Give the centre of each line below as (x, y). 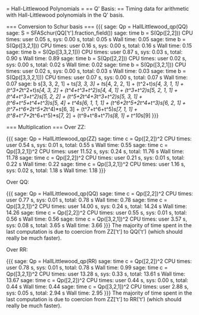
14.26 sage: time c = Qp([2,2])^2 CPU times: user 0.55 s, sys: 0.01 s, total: (97, 212)
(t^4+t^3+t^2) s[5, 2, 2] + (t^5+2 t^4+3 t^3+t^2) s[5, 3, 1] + (74, 96)
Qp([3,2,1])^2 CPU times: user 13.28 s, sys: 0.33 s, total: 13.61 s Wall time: (96, 274)
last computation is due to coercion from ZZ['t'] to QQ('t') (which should (94, 232)
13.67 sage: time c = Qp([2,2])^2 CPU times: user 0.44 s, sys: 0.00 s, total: (97, 280)
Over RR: (17, 250)
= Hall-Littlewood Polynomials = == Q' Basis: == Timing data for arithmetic (98, 9)
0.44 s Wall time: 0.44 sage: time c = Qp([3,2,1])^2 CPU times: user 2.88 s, (97, 287)
